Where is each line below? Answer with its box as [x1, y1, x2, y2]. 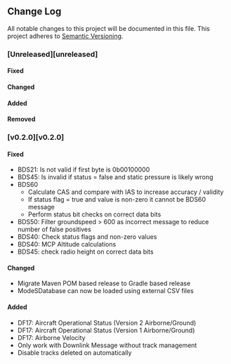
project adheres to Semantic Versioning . [7, 32, 124, 40]
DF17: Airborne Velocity [17, 333, 86, 342]
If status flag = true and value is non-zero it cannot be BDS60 [27, 195, 206, 204]
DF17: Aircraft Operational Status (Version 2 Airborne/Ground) [17, 318, 197, 327]
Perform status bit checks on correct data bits [27, 210, 161, 219]
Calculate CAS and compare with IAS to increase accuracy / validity [27, 188, 224, 196]
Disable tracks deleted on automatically [17, 348, 132, 357]
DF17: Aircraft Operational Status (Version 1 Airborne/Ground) [17, 326, 195, 334]
